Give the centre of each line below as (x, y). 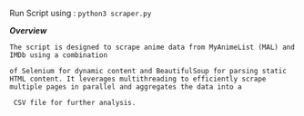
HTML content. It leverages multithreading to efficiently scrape (138, 79)
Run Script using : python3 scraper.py (81, 13)
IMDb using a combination (58, 55)
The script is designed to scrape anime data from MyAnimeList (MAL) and (152, 47)
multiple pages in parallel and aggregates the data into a (126, 87)
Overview (28, 30)
